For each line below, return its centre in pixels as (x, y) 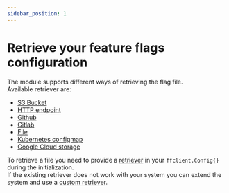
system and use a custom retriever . (58, 182)
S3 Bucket (32, 102)
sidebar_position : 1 (37, 13)
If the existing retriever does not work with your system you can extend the (114, 174)
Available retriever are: (39, 89)
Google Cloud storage (49, 147)
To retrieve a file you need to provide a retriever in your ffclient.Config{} (113, 160)
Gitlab (26, 125)
